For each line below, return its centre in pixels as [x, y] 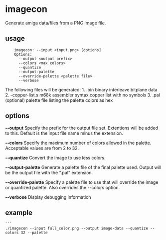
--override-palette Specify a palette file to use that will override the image [82, 182]
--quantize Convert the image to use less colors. [55, 158]
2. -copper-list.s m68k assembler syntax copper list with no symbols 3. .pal [83, 95]
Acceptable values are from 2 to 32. [42, 148]
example [19, 212]
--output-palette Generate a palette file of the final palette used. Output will [83, 167]
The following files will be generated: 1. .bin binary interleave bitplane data [82, 89]
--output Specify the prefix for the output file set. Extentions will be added [82, 128]
